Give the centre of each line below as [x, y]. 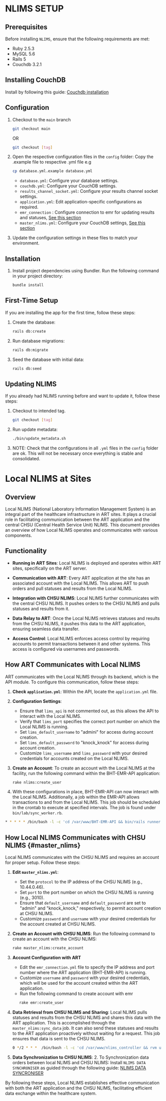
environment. [26, 243]
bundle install [28, 285]
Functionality [26, 551]
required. [29, 207]
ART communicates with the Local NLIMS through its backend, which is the [82, 677]
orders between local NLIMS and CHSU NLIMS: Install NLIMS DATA [79, 1062]
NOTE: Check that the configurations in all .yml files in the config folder [85, 448]
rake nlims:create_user [37, 782]
